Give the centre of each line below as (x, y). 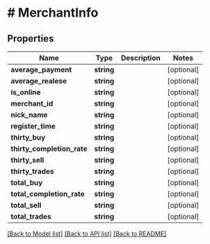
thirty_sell (27, 160)
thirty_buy (28, 137)
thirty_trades (32, 171)
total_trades (31, 217)
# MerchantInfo (53, 13)
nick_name (29, 115)
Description (141, 58)
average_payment (41, 70)
